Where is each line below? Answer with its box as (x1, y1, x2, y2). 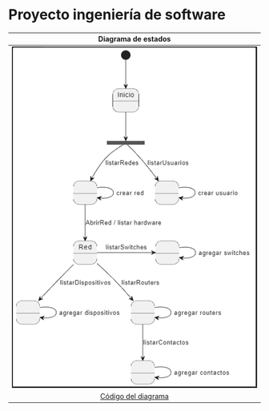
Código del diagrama (99, 392, 170, 401)
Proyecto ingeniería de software (8, 6, 226, 24)
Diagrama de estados (98, 34, 171, 44)
